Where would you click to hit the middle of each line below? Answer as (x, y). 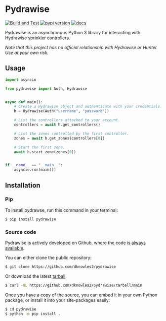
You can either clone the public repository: (48, 257)
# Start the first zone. (40, 147)
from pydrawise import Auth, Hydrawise (46, 89)
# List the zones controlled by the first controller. (72, 133)
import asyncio (21, 80)
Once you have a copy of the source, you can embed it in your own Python (81, 295)
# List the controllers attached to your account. (67, 120)
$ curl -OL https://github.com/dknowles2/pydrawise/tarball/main (74, 285)
